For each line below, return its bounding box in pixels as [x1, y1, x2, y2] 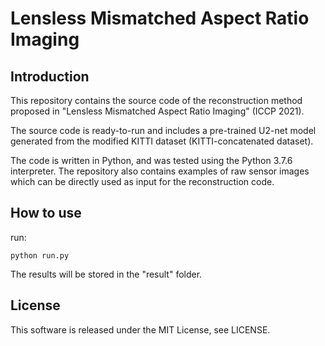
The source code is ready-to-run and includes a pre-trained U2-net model [10, 125, 317, 136]
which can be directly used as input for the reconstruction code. [10, 176, 275, 187]
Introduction [10, 68, 90, 85]
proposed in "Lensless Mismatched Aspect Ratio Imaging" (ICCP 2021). [10, 105, 305, 117]
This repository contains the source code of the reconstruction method [10, 95, 303, 106]
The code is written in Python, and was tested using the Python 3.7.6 [10, 155, 293, 166]
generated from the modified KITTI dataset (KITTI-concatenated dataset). [10, 135, 314, 147]
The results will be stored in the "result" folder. [10, 268, 203, 280]
